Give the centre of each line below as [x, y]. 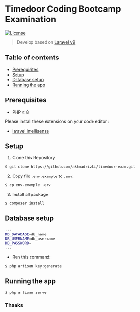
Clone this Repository [33, 158]
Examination [31, 19]
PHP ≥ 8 [20, 112]
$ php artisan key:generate [33, 266]
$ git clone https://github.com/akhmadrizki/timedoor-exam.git [70, 167]
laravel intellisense [31, 131]
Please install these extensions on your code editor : [57, 121]
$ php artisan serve [26, 292]
